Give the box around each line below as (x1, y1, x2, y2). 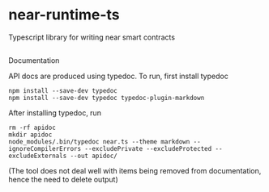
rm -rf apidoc (8, 123, 57, 132)
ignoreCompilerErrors (8, 145, 82, 153)
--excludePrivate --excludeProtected (84, 145, 212, 153)
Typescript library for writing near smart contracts (8, 32, 176, 42)
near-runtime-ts (8, 6, 120, 24)
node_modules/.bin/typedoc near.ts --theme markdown (8, 138, 190, 146)
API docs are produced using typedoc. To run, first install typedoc (8, 71, 228, 81)
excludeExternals (8, 152, 67, 161)
